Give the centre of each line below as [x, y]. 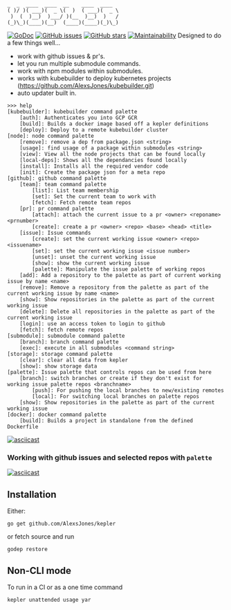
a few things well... [34, 43]
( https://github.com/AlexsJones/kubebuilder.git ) [85, 86]
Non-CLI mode [39, 570]
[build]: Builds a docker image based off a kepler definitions [114, 124]
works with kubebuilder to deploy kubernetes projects [94, 78]
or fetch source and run [41, 537]
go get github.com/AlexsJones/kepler [62, 524]
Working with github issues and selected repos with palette [110, 457]
